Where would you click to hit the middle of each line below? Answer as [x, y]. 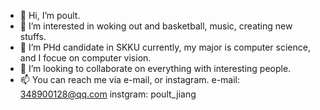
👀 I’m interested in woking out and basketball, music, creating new [156, 26]
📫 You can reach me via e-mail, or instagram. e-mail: [130, 79]
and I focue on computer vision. [85, 58]
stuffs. [33, 36]
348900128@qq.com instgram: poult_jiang [108, 94]
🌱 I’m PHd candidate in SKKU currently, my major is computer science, [165, 47]
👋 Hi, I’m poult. [50, 15]
